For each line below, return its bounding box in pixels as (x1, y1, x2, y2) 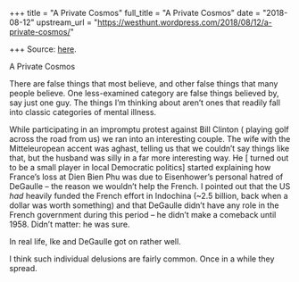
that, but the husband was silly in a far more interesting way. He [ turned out (9, 153, 289, 163)
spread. (9, 263, 37, 273)
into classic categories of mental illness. (9, 107, 157, 117)
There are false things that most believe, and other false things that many (9, 79, 278, 88)
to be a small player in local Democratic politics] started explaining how (9, 162, 271, 172)
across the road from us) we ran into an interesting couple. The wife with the (9, 134, 291, 144)
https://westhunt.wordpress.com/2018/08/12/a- (97, 17, 272, 28)
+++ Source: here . (9, 44, 78, 54)
